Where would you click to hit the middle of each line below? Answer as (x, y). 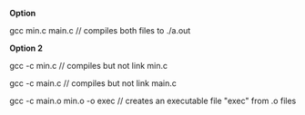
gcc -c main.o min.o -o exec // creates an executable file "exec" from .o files (153, 101)
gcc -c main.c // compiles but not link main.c (93, 83)
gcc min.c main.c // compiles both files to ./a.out (100, 30)
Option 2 (26, 48)
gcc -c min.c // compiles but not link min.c (89, 66)
